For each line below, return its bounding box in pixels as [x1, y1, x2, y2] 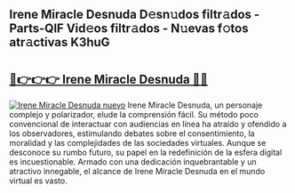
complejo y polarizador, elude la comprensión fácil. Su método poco [9, 109, 259, 119]
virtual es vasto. [9, 175, 68, 186]
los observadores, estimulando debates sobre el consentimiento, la [9, 128, 255, 139]
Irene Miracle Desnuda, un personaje [127, 100, 263, 110]
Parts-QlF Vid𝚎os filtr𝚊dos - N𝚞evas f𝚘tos [9, 21, 249, 36]
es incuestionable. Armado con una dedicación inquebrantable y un [9, 157, 257, 167]
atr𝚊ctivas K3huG [9, 35, 110, 50]
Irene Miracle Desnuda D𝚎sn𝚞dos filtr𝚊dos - [9, 7, 260, 22]
